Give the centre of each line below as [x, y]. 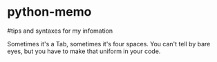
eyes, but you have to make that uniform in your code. [84, 51]
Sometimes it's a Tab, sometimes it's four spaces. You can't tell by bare [109, 44]
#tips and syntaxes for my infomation [60, 31]
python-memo [49, 12]
